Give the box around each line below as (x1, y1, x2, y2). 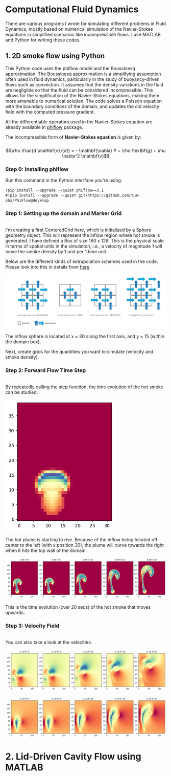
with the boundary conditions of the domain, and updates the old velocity (5, 103, 160, 109)
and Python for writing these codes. (5, 37, 81, 43)
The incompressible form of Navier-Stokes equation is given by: (5, 134, 142, 140)
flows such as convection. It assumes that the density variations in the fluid (5, 81, 163, 87)
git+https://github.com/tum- (78, 193, 140, 198)
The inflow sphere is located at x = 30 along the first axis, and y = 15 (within (5, 334, 165, 340)
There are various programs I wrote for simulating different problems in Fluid (5, 20, 166, 27)
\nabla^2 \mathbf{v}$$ (62, 152, 110, 159)
